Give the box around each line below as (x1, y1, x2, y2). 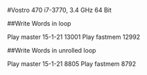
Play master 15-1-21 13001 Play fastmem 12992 (7, 33, 141, 41)
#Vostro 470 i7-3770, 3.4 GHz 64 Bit (7, 6, 112, 14)
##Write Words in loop (7, 19, 71, 27)
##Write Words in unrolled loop (7, 47, 96, 54)
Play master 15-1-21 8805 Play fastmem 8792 (7, 60, 137, 68)
